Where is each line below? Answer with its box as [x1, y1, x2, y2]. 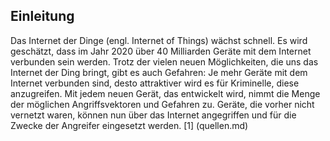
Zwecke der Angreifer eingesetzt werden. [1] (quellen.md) [10, 119, 249, 131]
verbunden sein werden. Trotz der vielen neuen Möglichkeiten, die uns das [10, 55, 319, 68]
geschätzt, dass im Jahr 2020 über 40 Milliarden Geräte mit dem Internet [10, 45, 312, 57]
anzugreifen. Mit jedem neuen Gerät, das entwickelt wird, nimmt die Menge [10, 87, 321, 99]
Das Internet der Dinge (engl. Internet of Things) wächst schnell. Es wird [10, 34, 308, 46]
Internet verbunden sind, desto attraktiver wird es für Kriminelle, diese [10, 77, 300, 89]
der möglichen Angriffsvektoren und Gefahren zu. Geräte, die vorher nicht [10, 98, 315, 110]
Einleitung [10, 8, 75, 25]
